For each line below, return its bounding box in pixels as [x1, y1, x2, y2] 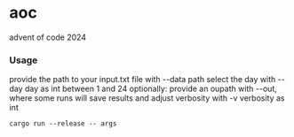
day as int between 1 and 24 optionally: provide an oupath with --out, [25, 83, 278, 95]
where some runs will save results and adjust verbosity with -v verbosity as [9, 93, 285, 103]
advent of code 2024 [9, 32, 87, 42]
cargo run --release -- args [9, 119, 117, 128]
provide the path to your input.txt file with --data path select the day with [9, 74, 276, 85]
